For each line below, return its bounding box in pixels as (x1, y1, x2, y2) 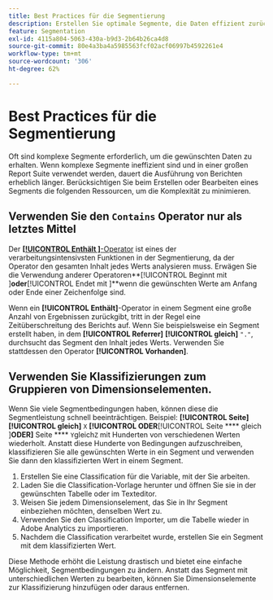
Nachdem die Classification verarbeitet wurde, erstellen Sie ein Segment (19, 532, 264, 542)
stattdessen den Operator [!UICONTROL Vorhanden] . (8, 346, 188, 356)
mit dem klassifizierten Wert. (19, 541, 116, 550)
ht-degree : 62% (8, 65, 60, 73)
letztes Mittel (8, 222, 77, 236)
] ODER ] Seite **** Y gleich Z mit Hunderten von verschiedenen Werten (8, 430, 240, 440)
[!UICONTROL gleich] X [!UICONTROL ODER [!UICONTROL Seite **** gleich (8, 421, 262, 431)
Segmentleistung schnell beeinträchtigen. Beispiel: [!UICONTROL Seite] (8, 413, 249, 423)
